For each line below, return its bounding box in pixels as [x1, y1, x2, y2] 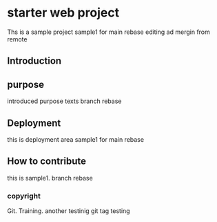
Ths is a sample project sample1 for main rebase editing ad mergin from [7, 28, 210, 36]
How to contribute [7, 156, 87, 167]
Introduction [7, 55, 62, 67]
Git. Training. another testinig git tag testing [7, 207, 130, 215]
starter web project [7, 5, 119, 21]
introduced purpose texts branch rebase [7, 97, 122, 105]
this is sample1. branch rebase [7, 174, 93, 182]
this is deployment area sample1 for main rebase [7, 135, 145, 143]
